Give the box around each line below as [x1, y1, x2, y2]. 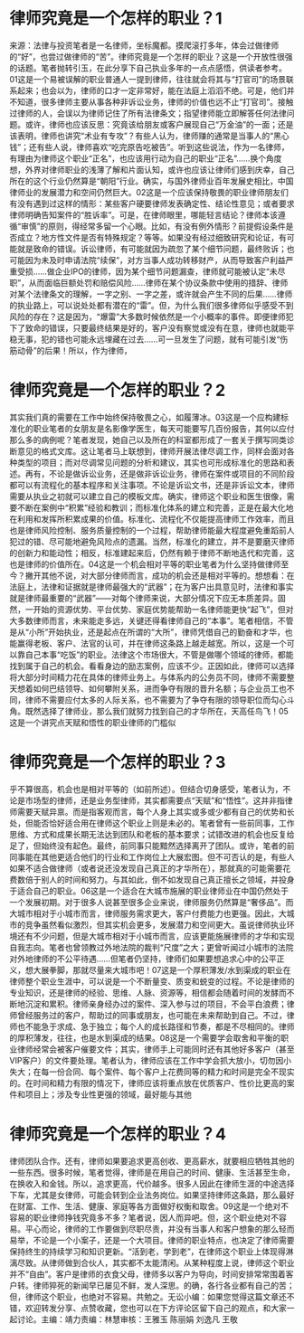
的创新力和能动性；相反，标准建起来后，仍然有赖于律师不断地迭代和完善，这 [9, 547, 295, 558]
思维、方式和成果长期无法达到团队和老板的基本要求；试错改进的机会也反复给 [9, 828, 295, 839]
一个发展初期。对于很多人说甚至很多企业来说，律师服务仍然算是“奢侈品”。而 [9, 896, 294, 907]
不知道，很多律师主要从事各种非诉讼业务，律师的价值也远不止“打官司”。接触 [9, 96, 294, 107]
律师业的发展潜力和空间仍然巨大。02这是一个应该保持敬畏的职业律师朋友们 [9, 186, 290, 197]
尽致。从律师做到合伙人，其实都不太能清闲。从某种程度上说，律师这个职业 [16, 1257, 295, 1268]
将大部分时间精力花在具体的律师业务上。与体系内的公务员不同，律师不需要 [9, 671, 287, 683]
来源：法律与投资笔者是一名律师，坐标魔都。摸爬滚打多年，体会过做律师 [9, 40, 279, 51]
